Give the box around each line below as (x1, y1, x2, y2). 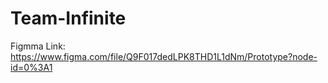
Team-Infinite (10, 7, 127, 30)
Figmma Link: (10, 40, 66, 52)
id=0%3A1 (10, 61, 53, 73)
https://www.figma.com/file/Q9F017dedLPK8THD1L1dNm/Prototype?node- (10, 50, 318, 62)
